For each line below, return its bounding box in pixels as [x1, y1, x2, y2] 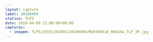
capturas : [5, 25, 26, 30]
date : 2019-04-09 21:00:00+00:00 [5, 20, 74, 26]
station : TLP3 [5, 16, 34, 21]
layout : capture [5, 7, 38, 12]
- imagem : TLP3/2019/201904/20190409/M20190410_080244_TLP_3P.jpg [9, 29, 149, 34]
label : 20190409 [5, 12, 38, 16]
